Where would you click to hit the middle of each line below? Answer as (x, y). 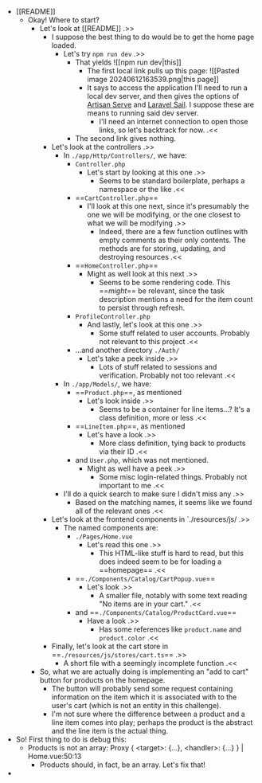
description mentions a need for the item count (176, 299)
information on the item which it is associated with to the (144, 697)
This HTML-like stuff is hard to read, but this (172, 553)
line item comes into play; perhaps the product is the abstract (152, 722)
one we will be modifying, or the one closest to (164, 215)
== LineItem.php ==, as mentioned (130, 426)
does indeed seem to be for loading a (160, 562)
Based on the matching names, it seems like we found (164, 502)
